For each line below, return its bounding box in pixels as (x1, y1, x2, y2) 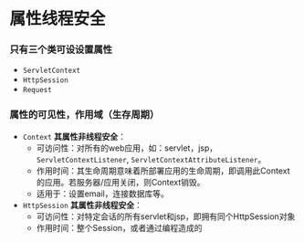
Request (22, 86, 52, 95)
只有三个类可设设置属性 (9, 43, 112, 56)
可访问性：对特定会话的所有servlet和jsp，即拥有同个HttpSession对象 (36, 211, 296, 222)
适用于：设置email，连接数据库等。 (36, 188, 169, 199)
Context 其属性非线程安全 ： (22, 131, 126, 142)
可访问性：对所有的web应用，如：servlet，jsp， (36, 142, 217, 153)
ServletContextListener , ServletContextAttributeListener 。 (36, 153, 267, 164)
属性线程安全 (9, 8, 107, 29)
